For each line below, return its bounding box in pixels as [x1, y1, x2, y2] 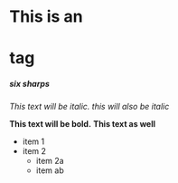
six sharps [9, 78, 50, 89]
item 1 [22, 136, 45, 147]
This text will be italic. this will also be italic [9, 101, 170, 112]
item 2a [35, 156, 65, 167]
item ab [35, 165, 65, 176]
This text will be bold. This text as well [9, 119, 156, 130]
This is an [9, 6, 83, 27]
